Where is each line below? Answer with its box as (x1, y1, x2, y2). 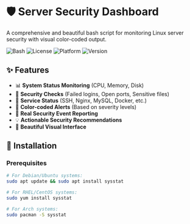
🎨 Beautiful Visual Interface (15, 123, 86, 130)
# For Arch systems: (6, 206, 59, 212)
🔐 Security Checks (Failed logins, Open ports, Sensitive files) (15, 90, 169, 97)
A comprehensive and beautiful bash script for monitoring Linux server (6, 29, 184, 37)
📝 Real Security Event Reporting (15, 110, 99, 117)
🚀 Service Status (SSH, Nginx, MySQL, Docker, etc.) (15, 97, 147, 104)
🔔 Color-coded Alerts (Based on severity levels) (15, 103, 137, 110)
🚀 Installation (6, 141, 57, 151)
